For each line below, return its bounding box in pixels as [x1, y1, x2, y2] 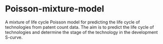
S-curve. [5, 34, 23, 40]
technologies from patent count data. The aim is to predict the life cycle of [5, 24, 154, 30]
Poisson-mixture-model [5, 3, 104, 14]
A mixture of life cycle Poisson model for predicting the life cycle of [5, 19, 140, 25]
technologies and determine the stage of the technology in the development [5, 29, 158, 35]
